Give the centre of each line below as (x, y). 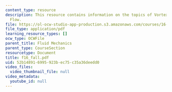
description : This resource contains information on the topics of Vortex (87, 15)
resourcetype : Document (31, 53)
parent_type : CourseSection (35, 48)
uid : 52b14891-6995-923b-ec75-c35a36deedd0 (52, 62)
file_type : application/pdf (35, 29)
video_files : (19, 67)
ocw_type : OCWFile (25, 39)
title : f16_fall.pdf (27, 57)
